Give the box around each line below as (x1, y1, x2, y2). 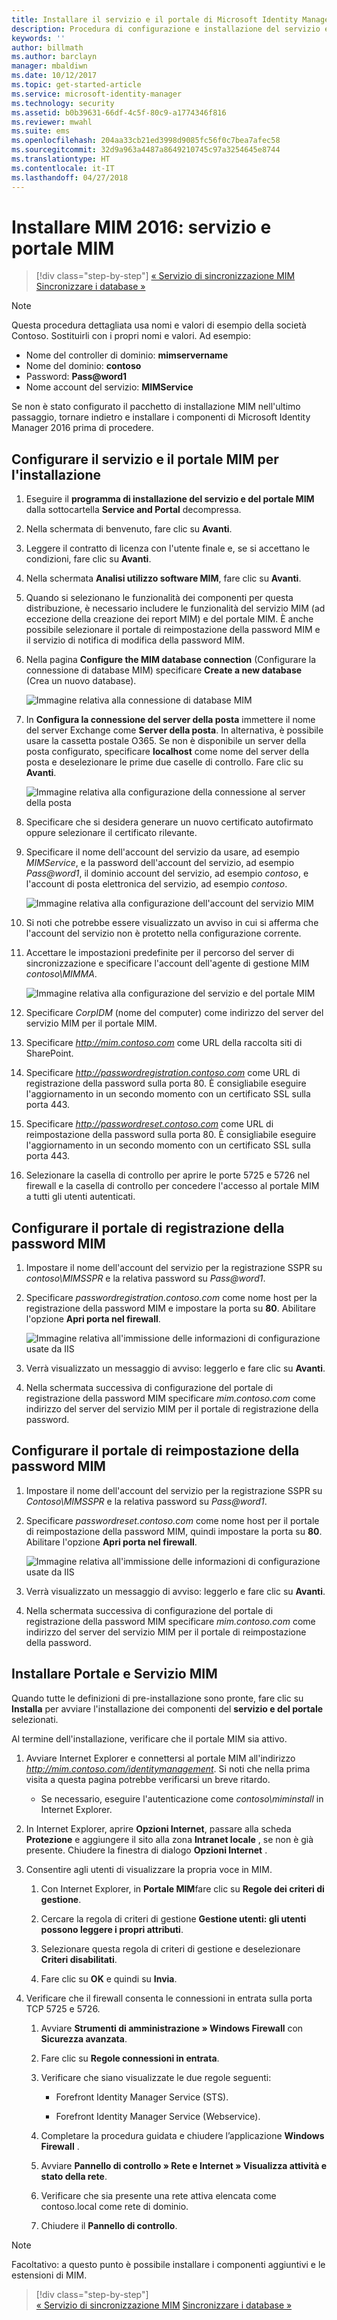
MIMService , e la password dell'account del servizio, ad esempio (25, 857, 295, 869)
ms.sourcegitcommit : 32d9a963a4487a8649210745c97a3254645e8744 (11, 145, 281, 155)
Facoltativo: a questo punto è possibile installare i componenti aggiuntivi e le (11, 2258, 326, 2270)
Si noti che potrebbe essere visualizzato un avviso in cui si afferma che (25, 917, 319, 929)
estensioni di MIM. (11, 2269, 88, 2281)
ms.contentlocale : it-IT (11, 163, 115, 173)
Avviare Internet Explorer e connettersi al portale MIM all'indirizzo (25, 1752, 296, 1764)
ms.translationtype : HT (11, 154, 111, 164)
